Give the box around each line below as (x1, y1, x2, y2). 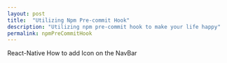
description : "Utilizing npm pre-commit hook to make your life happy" (7, 23, 221, 30)
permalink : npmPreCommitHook (7, 29, 92, 37)
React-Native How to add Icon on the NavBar (7, 49, 137, 57)
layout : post (7, 10, 46, 17)
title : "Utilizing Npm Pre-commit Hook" (7, 17, 130, 24)
